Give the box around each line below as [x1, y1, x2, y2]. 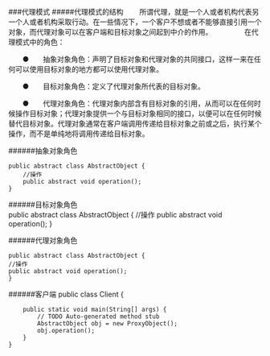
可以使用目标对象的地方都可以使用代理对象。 [14, 64, 163, 74]
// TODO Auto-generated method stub [37, 313, 160, 321]
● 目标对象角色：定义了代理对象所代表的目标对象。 [22, 81, 205, 91]
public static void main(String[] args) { [22, 305, 167, 313]
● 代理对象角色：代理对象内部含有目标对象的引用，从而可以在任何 [22, 99, 255, 108]
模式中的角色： [14, 37, 65, 47]
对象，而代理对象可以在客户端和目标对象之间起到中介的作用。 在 [8, 27, 252, 36]
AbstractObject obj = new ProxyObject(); [37, 320, 178, 328]
